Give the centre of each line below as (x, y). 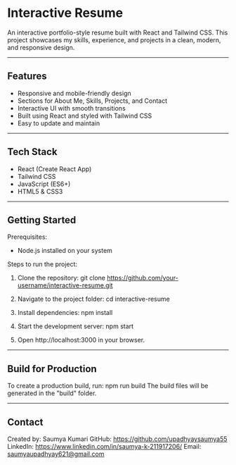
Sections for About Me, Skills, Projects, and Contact (92, 101)
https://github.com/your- (143, 278)
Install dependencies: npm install (65, 313)
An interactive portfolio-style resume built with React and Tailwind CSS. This (118, 32)
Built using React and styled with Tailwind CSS (85, 116)
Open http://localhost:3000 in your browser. (81, 340)
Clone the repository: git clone (61, 278)
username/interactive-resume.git (65, 285)
